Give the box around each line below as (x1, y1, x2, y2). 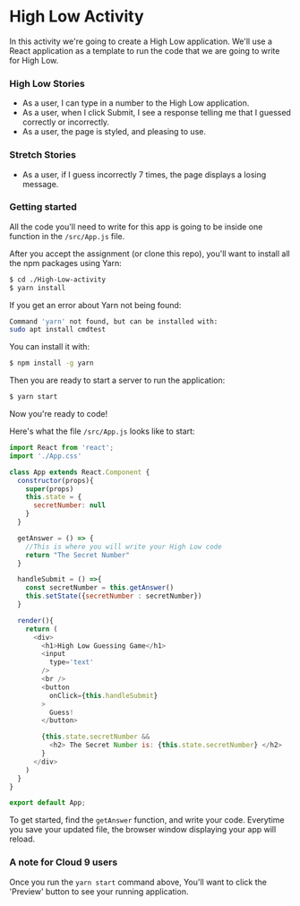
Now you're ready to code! (9, 409, 108, 419)
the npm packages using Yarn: (9, 257, 123, 268)
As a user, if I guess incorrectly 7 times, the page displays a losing (21, 168, 267, 180)
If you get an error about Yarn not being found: (9, 299, 182, 310)
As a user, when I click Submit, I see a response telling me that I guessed (21, 108, 291, 118)
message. (21, 178, 59, 189)
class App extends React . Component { (9, 468, 150, 477)
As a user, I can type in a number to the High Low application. (21, 98, 250, 108)
